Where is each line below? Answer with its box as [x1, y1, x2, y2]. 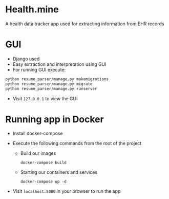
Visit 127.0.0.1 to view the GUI [12, 95, 78, 101]
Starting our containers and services [20, 169, 98, 175]
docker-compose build [20, 160, 67, 166]
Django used [12, 56, 40, 62]
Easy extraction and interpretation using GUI [12, 61, 107, 67]
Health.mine [5, 4, 59, 15]
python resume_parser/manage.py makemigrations [5, 76, 109, 82]
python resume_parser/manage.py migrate [5, 81, 93, 86]
